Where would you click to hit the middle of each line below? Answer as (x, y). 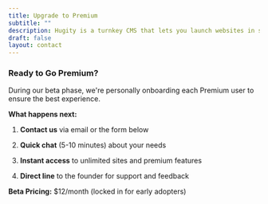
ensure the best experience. (55, 99)
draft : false (30, 38)
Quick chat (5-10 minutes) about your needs (93, 145)
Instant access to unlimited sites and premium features (110, 161)
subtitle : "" (30, 23)
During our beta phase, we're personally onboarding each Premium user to (131, 90)
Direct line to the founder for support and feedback (104, 176)
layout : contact (35, 45)
